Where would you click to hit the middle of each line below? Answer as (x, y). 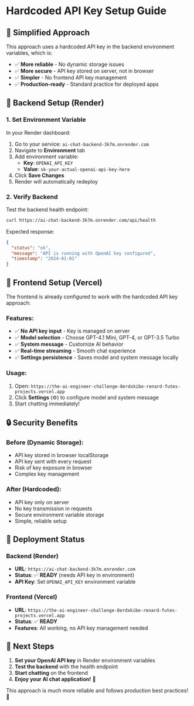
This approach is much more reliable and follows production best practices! (97, 691)
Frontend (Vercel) (32, 597)
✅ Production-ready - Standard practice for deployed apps (87, 84)
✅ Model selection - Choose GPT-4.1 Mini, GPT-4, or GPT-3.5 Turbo (97, 338)
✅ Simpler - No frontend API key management (71, 77)
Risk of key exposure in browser (53, 468)
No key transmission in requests (53, 508)
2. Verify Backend (32, 197)
